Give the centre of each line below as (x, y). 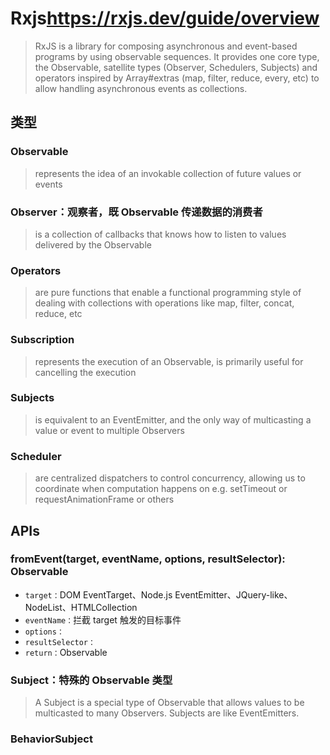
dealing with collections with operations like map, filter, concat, (164, 303)
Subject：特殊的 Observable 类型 (91, 680)
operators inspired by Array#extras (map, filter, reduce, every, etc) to (177, 78)
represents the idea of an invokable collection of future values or (168, 173)
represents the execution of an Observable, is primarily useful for (169, 361)
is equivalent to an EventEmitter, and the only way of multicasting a (173, 419)
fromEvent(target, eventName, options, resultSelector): (148, 559)
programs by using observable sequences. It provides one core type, (177, 56)
